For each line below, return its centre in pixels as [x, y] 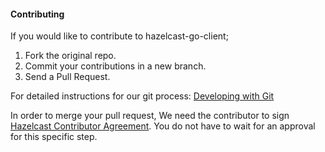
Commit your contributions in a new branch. [115, 66]
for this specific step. [54, 137]
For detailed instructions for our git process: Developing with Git [142, 96]
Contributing [37, 14]
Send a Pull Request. [67, 77]
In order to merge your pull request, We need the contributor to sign [150, 116]
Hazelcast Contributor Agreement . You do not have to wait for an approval [163, 126]
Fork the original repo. [70, 56]
